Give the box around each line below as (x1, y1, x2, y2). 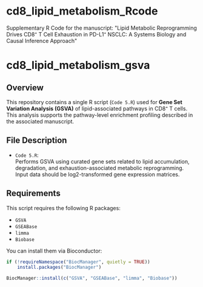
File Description (6, 135, 67, 146)
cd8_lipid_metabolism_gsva (6, 59, 150, 72)
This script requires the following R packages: (6, 204, 121, 211)
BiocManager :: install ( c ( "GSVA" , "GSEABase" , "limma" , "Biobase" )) (6, 275, 178, 282)
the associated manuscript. (6, 117, 75, 125)
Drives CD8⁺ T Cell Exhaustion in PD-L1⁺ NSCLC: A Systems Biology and (6, 30, 187, 38)
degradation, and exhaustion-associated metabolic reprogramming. (15, 164, 184, 171)
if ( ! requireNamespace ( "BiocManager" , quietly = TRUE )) (6, 259, 150, 265)
